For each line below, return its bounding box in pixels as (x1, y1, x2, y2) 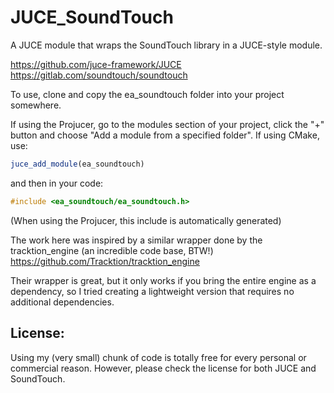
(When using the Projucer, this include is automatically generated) (10, 214, 282, 226)
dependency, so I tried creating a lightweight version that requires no (10, 285, 295, 297)
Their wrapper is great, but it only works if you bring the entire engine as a (10, 274, 317, 286)
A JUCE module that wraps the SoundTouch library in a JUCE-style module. (10, 39, 323, 51)
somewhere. (10, 99, 62, 111)
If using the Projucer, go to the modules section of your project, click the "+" (10, 118, 325, 130)
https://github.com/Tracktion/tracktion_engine (10, 255, 200, 267)
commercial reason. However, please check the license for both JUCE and (10, 362, 317, 374)
